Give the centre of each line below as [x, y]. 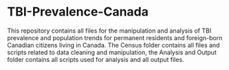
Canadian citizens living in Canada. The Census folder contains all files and [113, 45]
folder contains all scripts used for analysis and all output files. [96, 59]
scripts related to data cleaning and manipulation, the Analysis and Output [112, 52]
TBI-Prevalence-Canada [78, 12]
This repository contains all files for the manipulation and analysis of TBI [109, 31]
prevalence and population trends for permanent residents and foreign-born [115, 37]
